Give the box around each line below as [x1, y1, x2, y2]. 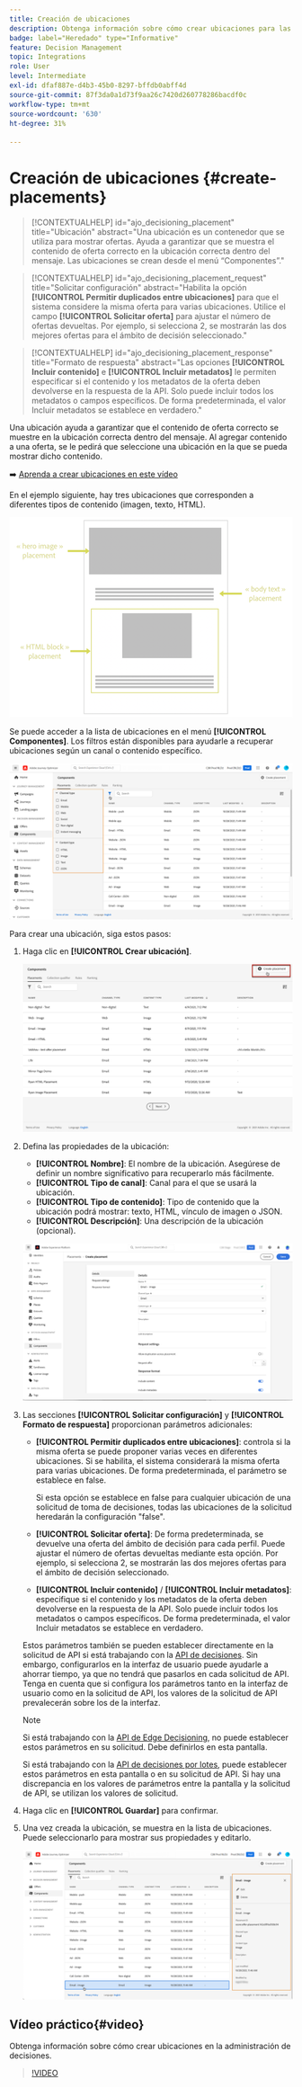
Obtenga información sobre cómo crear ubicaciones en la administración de [9, 2041, 291, 2052]
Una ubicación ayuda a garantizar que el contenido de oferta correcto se [9, 423, 279, 433]
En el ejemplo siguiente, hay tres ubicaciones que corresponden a [9, 490, 254, 501]
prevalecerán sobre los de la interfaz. [22, 1698, 161, 1708]
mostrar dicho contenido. [9, 450, 103, 462]
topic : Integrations [9, 52, 87, 62]
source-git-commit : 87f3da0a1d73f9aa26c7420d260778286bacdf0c [9, 90, 247, 99]
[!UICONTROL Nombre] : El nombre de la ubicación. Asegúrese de [35, 1158, 280, 1169]
